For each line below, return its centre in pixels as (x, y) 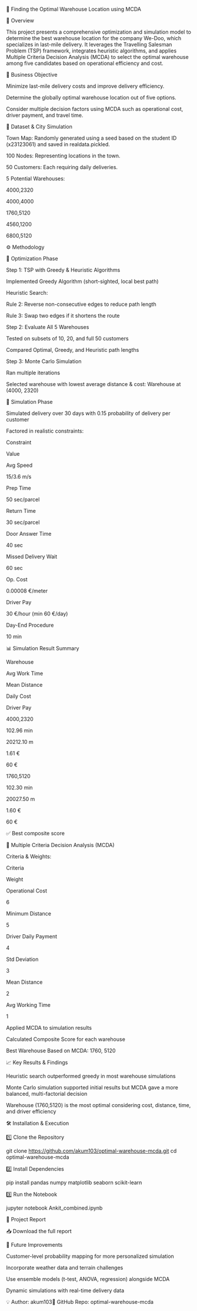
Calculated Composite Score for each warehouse (66, 1039)
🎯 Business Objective (32, 75)
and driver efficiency (31, 1111)
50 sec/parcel (23, 499)
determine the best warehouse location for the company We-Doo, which (94, 38)
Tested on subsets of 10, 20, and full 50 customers (67, 338)
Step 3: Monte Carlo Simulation (44, 361)
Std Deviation (22, 959)
